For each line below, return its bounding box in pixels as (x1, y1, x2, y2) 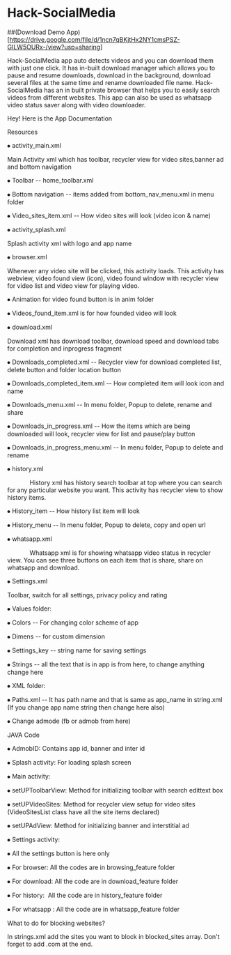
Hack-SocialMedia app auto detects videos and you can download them (7, 56, 214, 64)
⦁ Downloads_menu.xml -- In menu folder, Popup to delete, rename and (7, 400, 212, 408)
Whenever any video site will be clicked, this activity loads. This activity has (7, 266, 225, 275)
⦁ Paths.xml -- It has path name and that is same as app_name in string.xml (7, 695, 223, 703)
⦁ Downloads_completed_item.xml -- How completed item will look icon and (7, 379, 225, 388)
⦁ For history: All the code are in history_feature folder (7, 891, 163, 899)
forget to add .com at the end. (7, 940, 93, 948)
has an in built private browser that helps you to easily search (44, 86, 221, 94)
